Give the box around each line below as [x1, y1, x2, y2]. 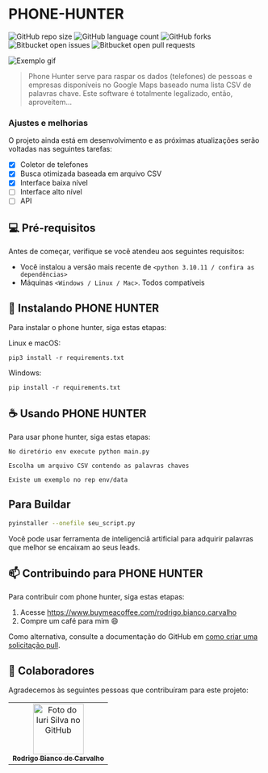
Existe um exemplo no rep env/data [8, 475, 128, 484]
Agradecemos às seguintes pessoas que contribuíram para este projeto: [8, 685, 249, 695]
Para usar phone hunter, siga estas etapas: [8, 432, 151, 441]
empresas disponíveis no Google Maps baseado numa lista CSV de [27, 80, 252, 90]
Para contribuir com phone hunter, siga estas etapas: [8, 592, 185, 602]
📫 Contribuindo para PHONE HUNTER [8, 566, 203, 581]
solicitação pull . [8, 641, 61, 650]
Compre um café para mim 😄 [19, 616, 119, 626]
